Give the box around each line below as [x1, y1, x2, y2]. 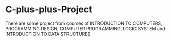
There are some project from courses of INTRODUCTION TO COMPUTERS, [5, 20, 162, 26]
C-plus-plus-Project [5, 4, 92, 15]
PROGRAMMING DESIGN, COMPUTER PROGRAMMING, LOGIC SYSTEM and [5, 25, 165, 31]
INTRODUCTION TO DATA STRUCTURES [5, 31, 91, 37]
